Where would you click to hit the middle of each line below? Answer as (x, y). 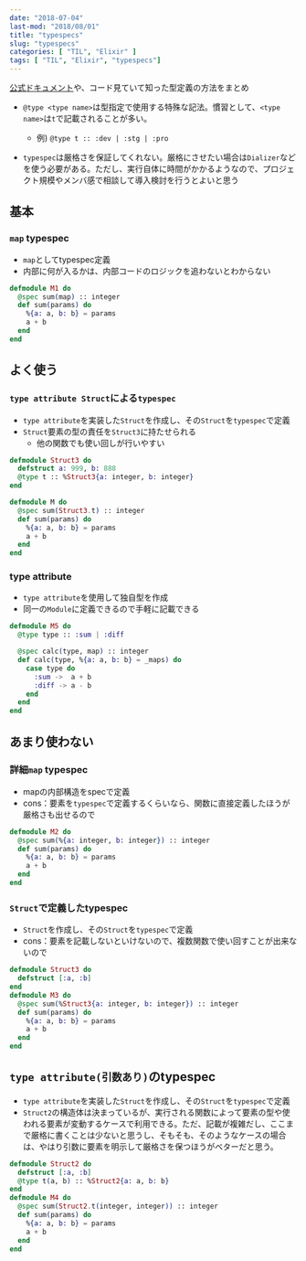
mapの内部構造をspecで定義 (76, 791)
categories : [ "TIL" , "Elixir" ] (73, 52)
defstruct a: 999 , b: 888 (67, 469)
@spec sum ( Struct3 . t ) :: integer (81, 510)
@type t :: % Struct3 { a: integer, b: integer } (106, 477)
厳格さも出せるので (59, 814)
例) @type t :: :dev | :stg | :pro (102, 138)
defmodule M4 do (40, 1198)
